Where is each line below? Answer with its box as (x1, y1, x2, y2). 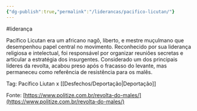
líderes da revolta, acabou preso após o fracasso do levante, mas (6, 62, 167, 69)
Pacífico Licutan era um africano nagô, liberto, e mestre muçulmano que (6, 36, 184, 44)
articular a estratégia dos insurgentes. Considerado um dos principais (6, 55, 178, 63)
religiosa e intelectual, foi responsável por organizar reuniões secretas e (6, 49, 184, 57)
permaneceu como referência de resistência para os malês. (6, 68, 153, 75)
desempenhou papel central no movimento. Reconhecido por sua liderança (6, 43, 192, 50)
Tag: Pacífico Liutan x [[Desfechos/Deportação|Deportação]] (6, 80, 156, 87)
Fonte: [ (6, 91, 26, 98)
